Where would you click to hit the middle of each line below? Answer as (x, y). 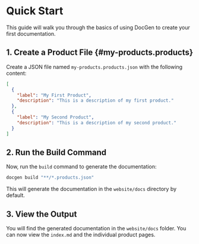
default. (16, 195)
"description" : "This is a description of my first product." (95, 101)
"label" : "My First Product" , (54, 95)
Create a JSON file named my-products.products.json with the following (94, 67)
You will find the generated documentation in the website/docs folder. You (96, 228)
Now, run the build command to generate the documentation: (81, 167)
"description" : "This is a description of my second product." (97, 123)
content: (16, 73)
